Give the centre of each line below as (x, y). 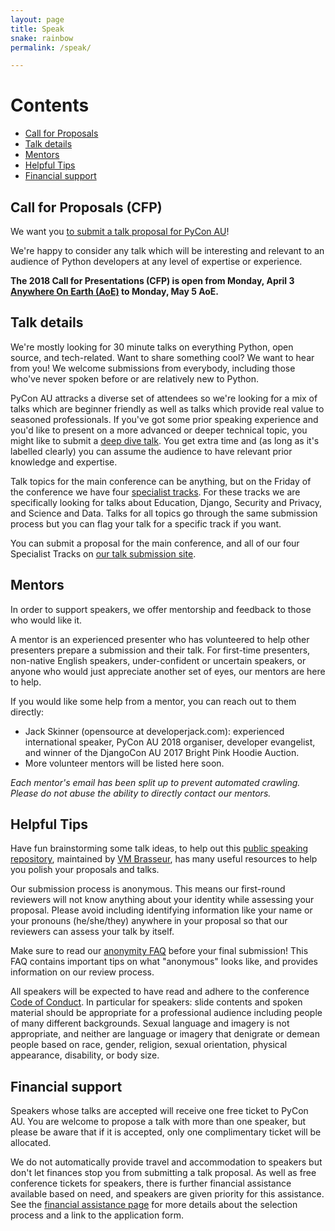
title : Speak (37, 29)
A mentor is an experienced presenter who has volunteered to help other (160, 639)
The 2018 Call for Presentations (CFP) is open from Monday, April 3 (152, 280)
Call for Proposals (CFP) (86, 207)
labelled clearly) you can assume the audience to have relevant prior (151, 451)
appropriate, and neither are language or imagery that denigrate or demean (165, 1034)
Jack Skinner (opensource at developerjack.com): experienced (154, 731)
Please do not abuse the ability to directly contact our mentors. (141, 793)
